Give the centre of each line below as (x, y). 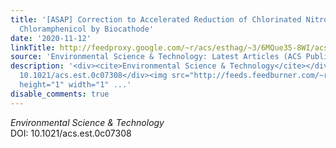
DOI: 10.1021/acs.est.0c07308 (71, 133)
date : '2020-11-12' (51, 38)
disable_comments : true (60, 94)
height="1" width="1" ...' (75, 85)
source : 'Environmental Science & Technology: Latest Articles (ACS (156, 57)
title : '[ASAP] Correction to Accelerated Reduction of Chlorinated (156, 19)
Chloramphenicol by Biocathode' (87, 29)
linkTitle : (33, 47)
